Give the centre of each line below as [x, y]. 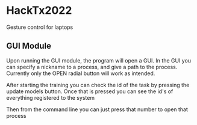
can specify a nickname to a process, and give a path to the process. [92, 67]
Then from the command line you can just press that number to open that [97, 109]
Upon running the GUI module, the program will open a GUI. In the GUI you [99, 60]
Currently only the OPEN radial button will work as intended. [81, 73]
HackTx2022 [39, 11]
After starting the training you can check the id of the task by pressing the [98, 85]
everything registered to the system [51, 97]
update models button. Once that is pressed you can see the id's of [90, 91]
